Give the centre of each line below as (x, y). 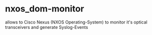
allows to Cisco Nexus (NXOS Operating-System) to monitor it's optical (76, 22)
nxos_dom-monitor (45, 9)
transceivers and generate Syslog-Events (47, 27)
